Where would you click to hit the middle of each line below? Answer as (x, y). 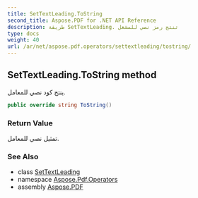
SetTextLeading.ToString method (82, 75)
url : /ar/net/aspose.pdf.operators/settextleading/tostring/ (99, 47)
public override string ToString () (60, 105)
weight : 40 (23, 40)
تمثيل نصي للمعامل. (33, 138)
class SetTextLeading (49, 172)
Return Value (30, 123)
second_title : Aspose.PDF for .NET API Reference (82, 20)
